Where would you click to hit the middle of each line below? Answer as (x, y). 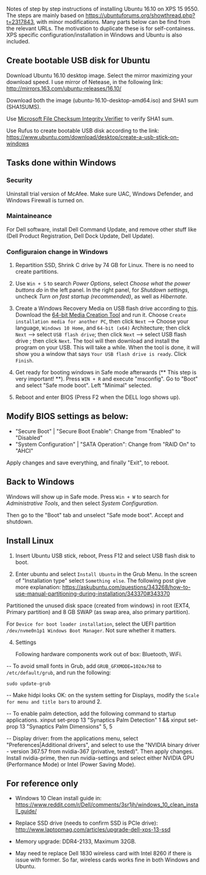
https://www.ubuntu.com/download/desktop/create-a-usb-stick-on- (93, 137)
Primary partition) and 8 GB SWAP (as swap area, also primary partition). (98, 612)
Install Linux (30, 541)
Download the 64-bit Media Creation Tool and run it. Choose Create (101, 315)
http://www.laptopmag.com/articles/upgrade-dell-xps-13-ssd (93, 830)
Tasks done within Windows (61, 163)
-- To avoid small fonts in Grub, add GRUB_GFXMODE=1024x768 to (84, 666)
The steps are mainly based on (45, 15)
